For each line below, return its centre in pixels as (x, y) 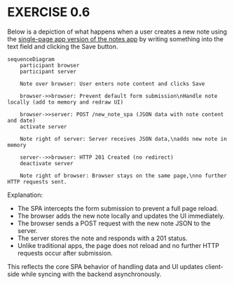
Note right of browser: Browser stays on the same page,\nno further (124, 176)
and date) (22, 120)
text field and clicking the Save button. (63, 46)
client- (214, 266)
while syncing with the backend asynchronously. (91, 274)
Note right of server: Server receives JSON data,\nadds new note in (124, 139)
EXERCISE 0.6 (49, 12)
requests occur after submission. (65, 253)
